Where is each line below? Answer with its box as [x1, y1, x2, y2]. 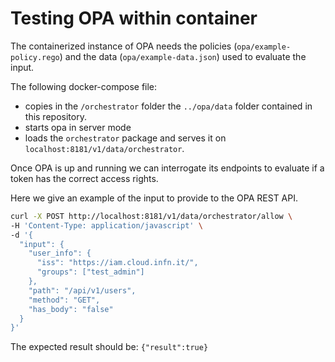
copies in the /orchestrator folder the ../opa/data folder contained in [24, 100, 313, 112]
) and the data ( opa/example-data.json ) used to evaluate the [59, 50, 307, 62]
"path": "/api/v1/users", [28, 285, 137, 296]
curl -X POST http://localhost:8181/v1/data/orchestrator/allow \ [10, 211, 293, 221]
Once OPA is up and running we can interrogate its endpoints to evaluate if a [10, 162, 325, 174]
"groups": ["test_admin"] [36, 267, 145, 277]
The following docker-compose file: [10, 80, 158, 92]
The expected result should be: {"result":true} [10, 341, 209, 353]
